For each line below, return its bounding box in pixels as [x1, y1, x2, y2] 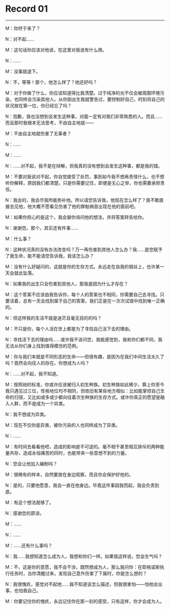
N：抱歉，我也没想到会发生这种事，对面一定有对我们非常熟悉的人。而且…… [5, 113, 163, 119]
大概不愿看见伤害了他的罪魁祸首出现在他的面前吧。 [31, 203, 138, 209]
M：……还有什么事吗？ [5, 542, 53, 548]
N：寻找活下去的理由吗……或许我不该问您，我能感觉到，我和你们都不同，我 [5, 336, 163, 342]
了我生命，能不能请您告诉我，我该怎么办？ [5, 253, 94, 259]
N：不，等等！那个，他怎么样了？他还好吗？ [5, 79, 98, 85]
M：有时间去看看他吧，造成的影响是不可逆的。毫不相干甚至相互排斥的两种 [5, 443, 160, 449]
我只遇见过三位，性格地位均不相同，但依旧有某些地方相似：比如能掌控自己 [5, 387, 160, 393]
